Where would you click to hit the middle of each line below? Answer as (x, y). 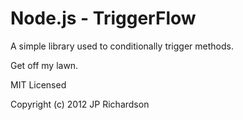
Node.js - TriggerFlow (103, 18)
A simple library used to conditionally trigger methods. (122, 46)
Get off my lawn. (44, 65)
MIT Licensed (38, 84)
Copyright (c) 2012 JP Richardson (80, 104)
